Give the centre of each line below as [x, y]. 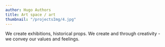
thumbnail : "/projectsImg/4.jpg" [41, 19]
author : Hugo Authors [28, 10]
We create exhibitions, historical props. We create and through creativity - [83, 34]
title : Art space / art [31, 15]
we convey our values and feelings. [43, 39]
